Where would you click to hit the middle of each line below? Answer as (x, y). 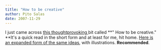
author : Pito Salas (25, 14)
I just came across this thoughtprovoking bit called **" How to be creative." (81, 33)
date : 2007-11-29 (23, 18)
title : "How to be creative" (35, 9)
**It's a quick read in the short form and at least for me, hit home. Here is (79, 37)
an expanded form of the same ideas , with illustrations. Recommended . (78, 43)
